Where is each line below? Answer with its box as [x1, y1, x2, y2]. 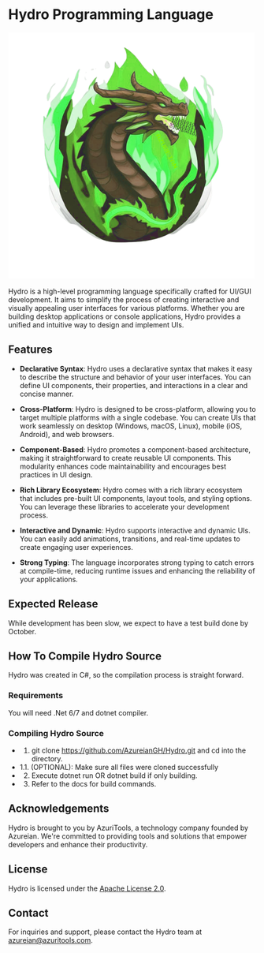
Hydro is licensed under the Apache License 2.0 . [8, 884, 167, 893]
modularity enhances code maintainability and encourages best [19, 462, 227, 471]
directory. [31, 753, 63, 763]
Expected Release [8, 597, 99, 611]
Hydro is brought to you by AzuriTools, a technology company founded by [8, 823, 249, 832]
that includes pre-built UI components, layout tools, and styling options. [19, 493, 252, 503]
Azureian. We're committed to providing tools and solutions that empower [8, 831, 247, 841]
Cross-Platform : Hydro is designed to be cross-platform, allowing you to [19, 404, 256, 413]
